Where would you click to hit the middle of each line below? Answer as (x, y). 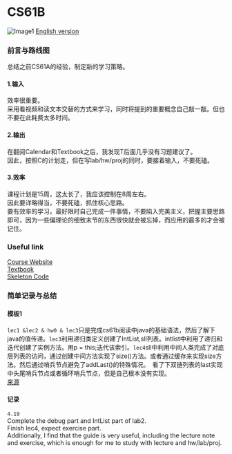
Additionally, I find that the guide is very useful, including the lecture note (111, 435)
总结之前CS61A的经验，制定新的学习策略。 (68, 67)
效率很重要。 (25, 100)
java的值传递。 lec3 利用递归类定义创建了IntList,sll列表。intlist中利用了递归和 (115, 339)
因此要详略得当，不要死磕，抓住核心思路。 (68, 202)
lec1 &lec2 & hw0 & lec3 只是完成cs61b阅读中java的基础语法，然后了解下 (111, 330)
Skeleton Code (28, 276)
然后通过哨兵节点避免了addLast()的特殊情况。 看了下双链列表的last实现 (121, 365)
